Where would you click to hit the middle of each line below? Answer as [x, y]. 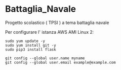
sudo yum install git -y [31, 45]
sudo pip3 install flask [31, 49]
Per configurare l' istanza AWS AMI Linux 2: [49, 32]
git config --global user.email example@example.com [60, 62]
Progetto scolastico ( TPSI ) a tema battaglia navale [57, 23]
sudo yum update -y [25, 41]
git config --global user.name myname [45, 58]
